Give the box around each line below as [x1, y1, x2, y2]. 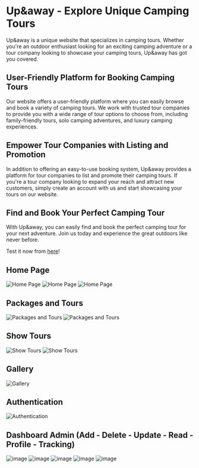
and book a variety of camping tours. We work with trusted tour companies [6, 104, 190, 111]
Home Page [6, 265, 50, 275]
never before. [6, 236, 40, 243]
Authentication [6, 397, 64, 407]
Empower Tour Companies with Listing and [6, 140, 169, 150]
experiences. [6, 123, 39, 130]
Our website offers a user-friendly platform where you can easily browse [6, 98, 184, 105]
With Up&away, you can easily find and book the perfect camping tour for [6, 224, 187, 231]
